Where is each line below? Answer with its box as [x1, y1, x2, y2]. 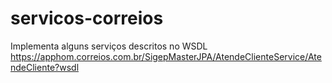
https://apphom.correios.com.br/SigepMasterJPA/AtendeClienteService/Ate [10, 50, 322, 62]
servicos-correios [10, 7, 164, 30]
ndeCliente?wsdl [10, 61, 80, 73]
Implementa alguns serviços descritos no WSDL [10, 40, 208, 52]
